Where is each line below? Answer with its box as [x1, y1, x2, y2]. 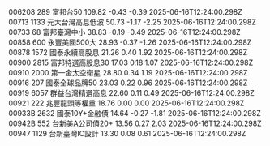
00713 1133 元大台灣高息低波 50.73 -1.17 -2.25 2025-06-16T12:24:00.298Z [8, 17, 257, 27]
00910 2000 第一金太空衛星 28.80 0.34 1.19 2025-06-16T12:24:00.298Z [8, 68, 249, 77]
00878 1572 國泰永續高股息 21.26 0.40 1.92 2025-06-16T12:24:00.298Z [8, 48, 248, 57]
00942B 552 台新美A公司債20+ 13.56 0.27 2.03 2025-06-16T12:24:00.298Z [8, 118, 262, 128]
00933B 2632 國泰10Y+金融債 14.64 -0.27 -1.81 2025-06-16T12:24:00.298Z [8, 109, 262, 118]
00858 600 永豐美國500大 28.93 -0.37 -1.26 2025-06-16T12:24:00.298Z [8, 37, 252, 47]
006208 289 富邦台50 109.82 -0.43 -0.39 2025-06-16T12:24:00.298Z [8, 7, 243, 16]
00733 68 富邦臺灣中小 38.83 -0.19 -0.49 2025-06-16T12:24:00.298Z [8, 28, 241, 36]
